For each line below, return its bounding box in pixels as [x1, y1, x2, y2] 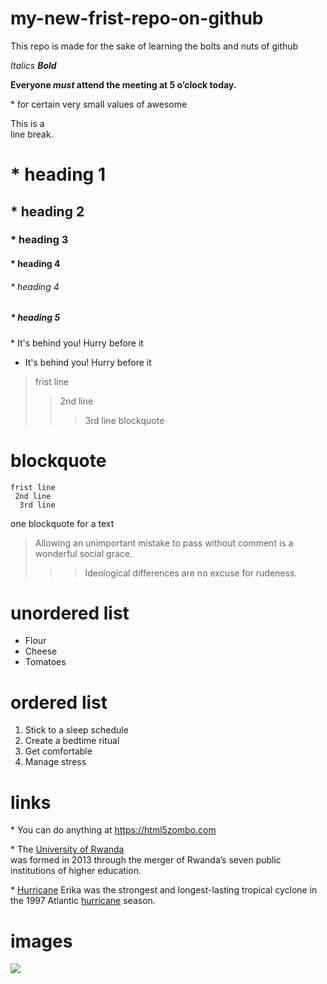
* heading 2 [10, 203, 85, 220]
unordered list [10, 602, 130, 624]
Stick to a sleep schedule [24, 724, 129, 736]
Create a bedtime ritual [24, 735, 120, 747]
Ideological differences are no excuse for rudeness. [84, 567, 298, 579]
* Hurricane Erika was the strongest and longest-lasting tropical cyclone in [10, 884, 318, 896]
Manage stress [24, 756, 87, 768]
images [10, 930, 73, 952]
